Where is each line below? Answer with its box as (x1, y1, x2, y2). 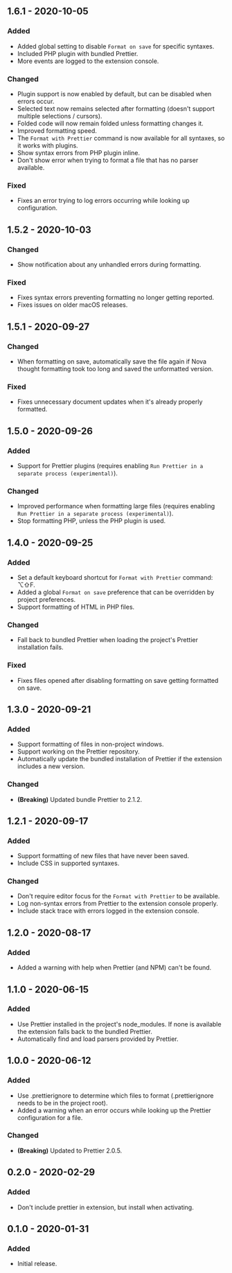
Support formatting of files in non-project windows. (17, 740, 164, 749)
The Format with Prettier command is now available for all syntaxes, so (17, 134, 225, 142)
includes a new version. (17, 762, 85, 771)
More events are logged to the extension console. (17, 57, 159, 65)
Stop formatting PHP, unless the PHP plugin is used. (17, 517, 166, 525)
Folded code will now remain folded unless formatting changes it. (17, 119, 204, 127)
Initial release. (17, 1260, 57, 1268)
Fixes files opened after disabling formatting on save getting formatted (17, 676, 219, 684)
